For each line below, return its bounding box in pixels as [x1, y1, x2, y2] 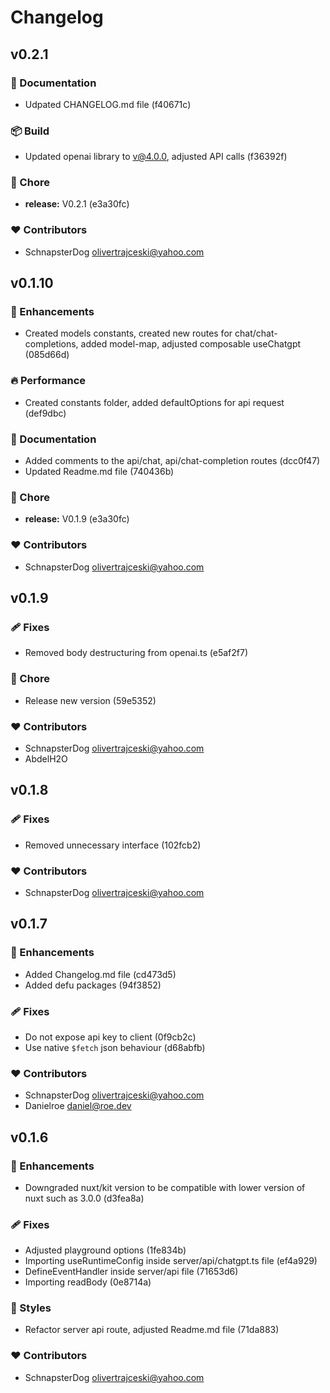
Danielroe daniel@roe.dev [24, 1100, 132, 1112]
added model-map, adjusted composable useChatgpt [80, 338, 302, 350]
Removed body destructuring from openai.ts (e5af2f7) [24, 647, 249, 659]
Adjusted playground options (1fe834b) [24, 1244, 187, 1256]
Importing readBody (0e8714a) [24, 1276, 152, 1288]
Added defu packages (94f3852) [24, 979, 162, 991]
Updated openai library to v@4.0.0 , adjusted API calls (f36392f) [24, 151, 288, 163]
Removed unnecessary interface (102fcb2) [24, 839, 202, 851]
